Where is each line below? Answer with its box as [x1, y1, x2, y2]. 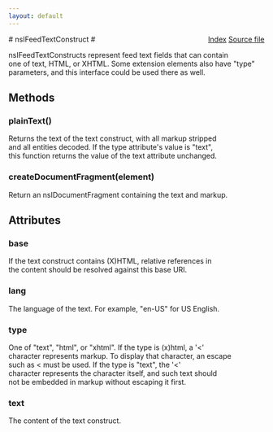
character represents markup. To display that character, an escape [8, 351, 232, 360]
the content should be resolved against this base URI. [8, 265, 188, 275]
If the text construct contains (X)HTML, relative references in [8, 256, 213, 266]
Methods [8, 91, 55, 105]
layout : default [8, 11, 63, 20]
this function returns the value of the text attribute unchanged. [8, 151, 218, 161]
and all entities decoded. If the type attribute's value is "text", [8, 142, 214, 152]
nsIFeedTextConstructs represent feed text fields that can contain [8, 50, 229, 59]
